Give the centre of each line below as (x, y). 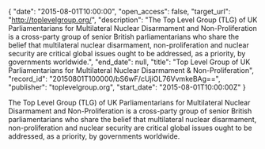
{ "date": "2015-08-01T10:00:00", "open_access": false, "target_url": (119, 11)
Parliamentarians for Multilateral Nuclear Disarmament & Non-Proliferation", (131, 70)
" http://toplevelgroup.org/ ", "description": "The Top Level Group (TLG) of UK (133, 20)
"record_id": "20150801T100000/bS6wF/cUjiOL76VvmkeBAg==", (114, 79)
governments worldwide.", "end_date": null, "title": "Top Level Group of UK (129, 62)
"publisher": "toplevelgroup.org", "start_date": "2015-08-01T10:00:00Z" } (127, 87)
